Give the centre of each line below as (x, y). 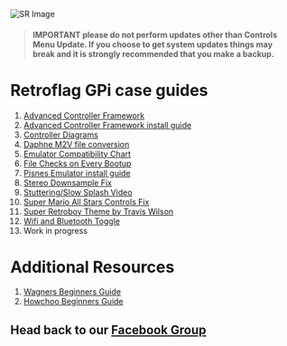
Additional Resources (93, 267)
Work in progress (56, 230)
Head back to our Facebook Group (108, 330)
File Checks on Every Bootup (77, 164)
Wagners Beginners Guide (72, 292)
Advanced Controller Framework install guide (107, 125)
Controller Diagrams (60, 135)
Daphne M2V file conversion (76, 144)
